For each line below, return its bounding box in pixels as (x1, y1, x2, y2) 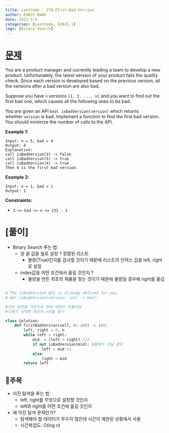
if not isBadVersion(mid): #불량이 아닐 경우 (32, 342, 123, 347)
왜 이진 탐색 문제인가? (12, 410, 56, 416)
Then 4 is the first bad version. (5, 165, 79, 171)
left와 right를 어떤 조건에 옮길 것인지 (20, 403, 92, 409)
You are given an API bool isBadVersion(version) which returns (5, 108, 139, 114)
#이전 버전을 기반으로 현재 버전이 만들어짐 (5, 304, 82, 310)
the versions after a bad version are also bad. (5, 83, 100, 89)
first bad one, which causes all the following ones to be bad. (5, 98, 131, 105)
